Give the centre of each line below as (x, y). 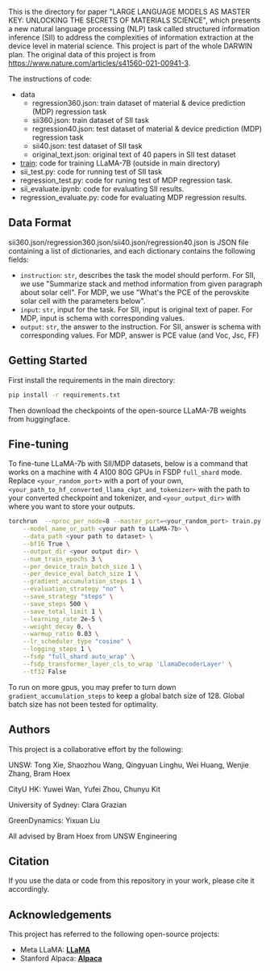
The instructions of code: (50, 79)
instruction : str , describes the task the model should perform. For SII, (138, 275)
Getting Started (48, 361)
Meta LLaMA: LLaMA (55, 950)
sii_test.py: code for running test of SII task (91, 172)
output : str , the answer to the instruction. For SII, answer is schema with (140, 326)
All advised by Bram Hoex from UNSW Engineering (93, 836)
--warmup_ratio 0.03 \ (61, 634)
